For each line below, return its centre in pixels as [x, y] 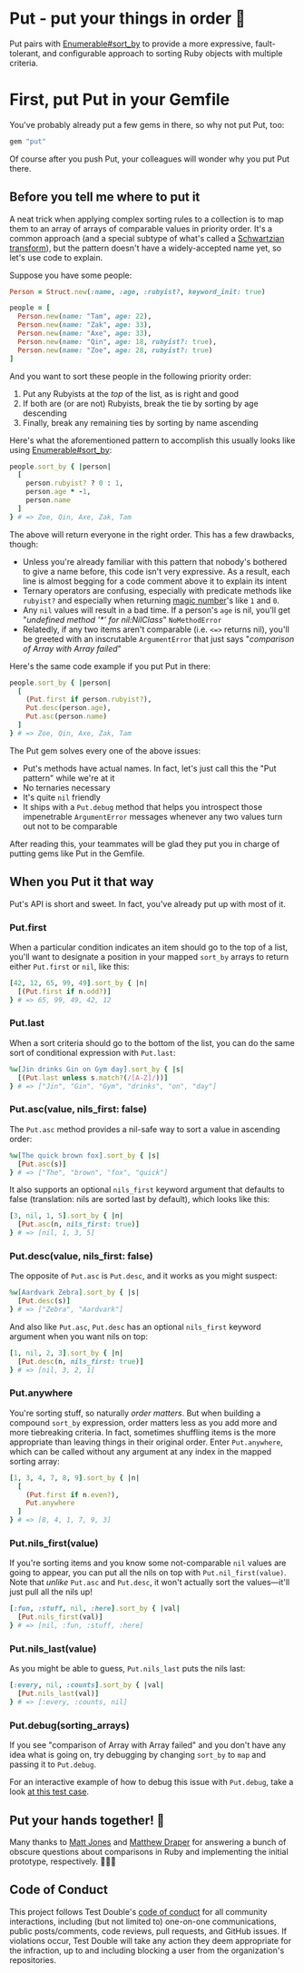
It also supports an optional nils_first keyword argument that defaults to [147, 1189]
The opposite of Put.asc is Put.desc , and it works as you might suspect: [143, 1276]
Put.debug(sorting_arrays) [69, 1725]
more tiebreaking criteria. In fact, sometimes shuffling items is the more [143, 1432]
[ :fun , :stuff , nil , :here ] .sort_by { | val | [95, 1609]
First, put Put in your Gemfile [120, 100]
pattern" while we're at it [69, 778]
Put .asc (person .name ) [66, 716]
